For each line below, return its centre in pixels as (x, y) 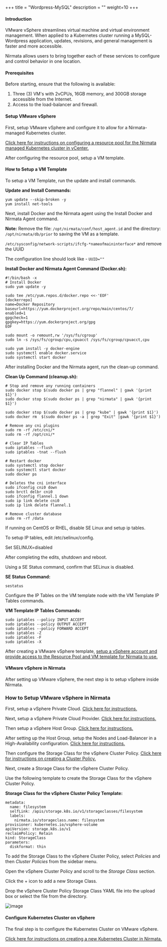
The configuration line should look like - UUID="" (55, 259)
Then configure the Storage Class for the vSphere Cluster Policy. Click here (83, 753)
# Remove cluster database (33, 514)
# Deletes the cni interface (36, 483)
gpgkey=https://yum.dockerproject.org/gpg (50, 322)
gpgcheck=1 (17, 318)
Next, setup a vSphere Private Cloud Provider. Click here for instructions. (81, 719)
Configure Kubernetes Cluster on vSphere (50, 917)
